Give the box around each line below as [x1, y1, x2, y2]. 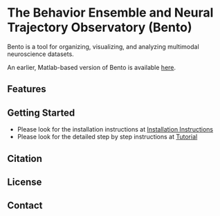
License [7, 176, 42, 188]
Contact [7, 199, 43, 212]
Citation [7, 152, 43, 164]
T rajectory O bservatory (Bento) [7, 19, 192, 35]
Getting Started [7, 107, 75, 118]
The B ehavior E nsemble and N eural [7, 5, 214, 21]
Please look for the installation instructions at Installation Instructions [17, 125, 213, 134]
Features [7, 83, 46, 95]
